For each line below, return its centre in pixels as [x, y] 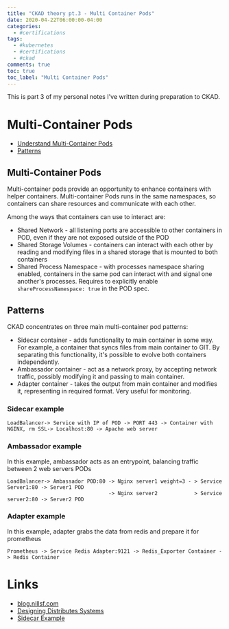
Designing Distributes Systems [60, 610]
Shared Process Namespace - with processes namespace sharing [110, 267]
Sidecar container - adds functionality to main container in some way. [115, 340]
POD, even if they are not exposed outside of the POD [93, 238]
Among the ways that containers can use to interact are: [86, 217]
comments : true [29, 65]
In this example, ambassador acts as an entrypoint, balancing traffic [103, 461]
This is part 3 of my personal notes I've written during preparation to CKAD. [114, 97]
